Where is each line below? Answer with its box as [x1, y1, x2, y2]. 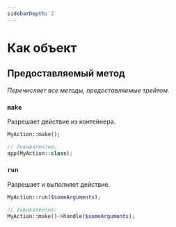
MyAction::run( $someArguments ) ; [7, 194, 101, 201]
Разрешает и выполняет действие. [7, 180, 111, 188]
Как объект [7, 40, 77, 56]
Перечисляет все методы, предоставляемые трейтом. [7, 86, 170, 94]
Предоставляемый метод [7, 67, 125, 80]
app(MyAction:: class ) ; [7, 150, 73, 157]
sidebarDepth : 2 [7, 10, 54, 17]
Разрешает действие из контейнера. [7, 117, 116, 126]
